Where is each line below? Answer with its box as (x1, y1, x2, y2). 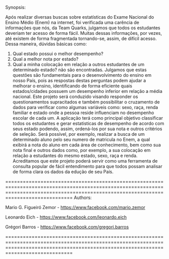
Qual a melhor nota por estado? (12, 56, 78, 62)
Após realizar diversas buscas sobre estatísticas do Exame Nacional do (5, 14, 154, 20)
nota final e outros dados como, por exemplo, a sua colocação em (12, 147, 151, 153)
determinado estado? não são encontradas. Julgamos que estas (12, 67, 147, 73)
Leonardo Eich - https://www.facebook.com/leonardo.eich (5, 214, 127, 220)
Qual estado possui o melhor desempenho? (12, 50, 104, 57)
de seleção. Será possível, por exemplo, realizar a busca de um (12, 131, 145, 137)
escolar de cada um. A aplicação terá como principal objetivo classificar (12, 115, 163, 121)
